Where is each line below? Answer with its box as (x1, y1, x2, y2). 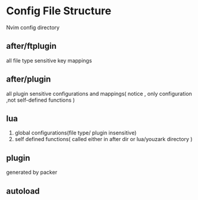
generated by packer (6, 168, 58, 176)
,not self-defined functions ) (6, 96, 76, 104)
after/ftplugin (6, 41, 57, 51)
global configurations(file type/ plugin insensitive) (14, 129, 137, 136)
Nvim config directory (6, 24, 60, 31)
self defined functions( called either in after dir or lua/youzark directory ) (14, 136, 193, 143)
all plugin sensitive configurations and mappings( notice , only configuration (6, 90, 192, 97)
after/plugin (6, 74, 51, 85)
